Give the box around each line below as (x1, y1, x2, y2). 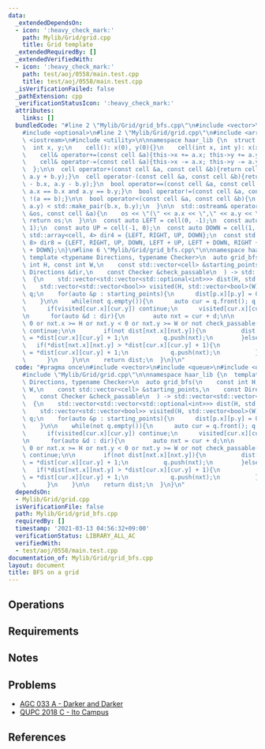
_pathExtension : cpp (15, 92, 83, 100)
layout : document (8, 561, 65, 569)
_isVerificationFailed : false (15, 84, 114, 93)
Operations (8, 598, 65, 611)
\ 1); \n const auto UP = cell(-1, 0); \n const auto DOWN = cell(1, (22, 224, 256, 233)
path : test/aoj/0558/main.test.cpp (22, 70, 140, 78)
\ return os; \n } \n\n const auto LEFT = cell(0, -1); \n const (22, 217, 242, 225)
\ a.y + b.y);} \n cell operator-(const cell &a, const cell (22, 173, 227, 181)
